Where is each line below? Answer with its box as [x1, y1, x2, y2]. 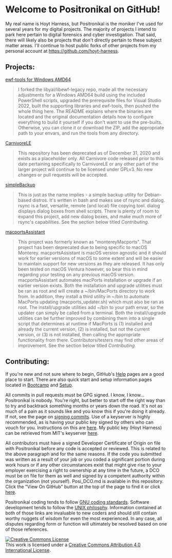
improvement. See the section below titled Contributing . [17, 342, 136, 349]
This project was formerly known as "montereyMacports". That [17, 239, 151, 245]
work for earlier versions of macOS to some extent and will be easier [17, 255, 163, 261]
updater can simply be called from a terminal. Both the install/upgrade [17, 310, 166, 316]
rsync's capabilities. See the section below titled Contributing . [17, 219, 149, 225]
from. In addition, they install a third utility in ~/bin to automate [17, 293, 150, 299]
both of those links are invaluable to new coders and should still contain [5, 510, 157, 516]
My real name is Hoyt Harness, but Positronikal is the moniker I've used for [5, 21, 163, 27]
